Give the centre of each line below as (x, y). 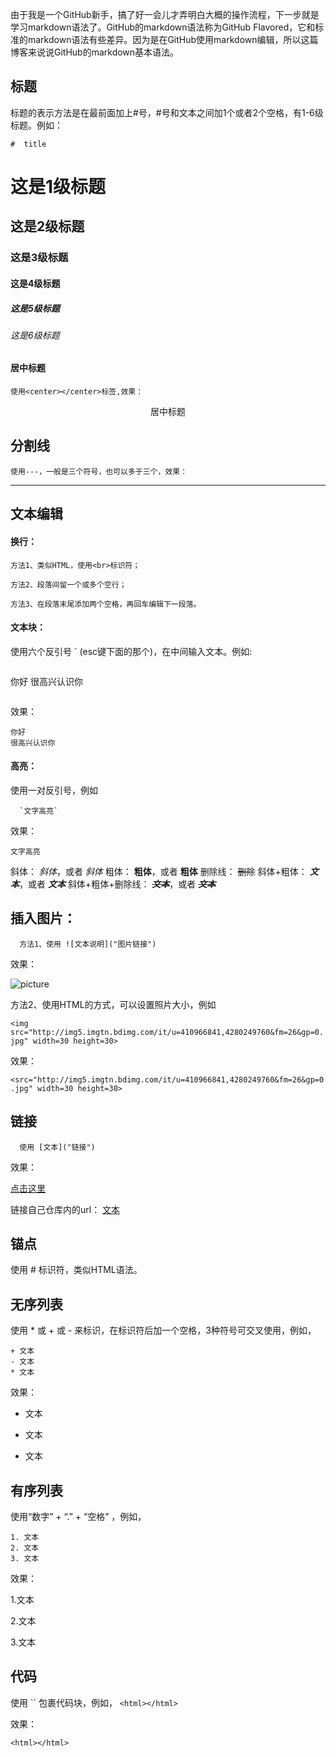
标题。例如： (36, 125)
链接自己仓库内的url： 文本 (65, 1209)
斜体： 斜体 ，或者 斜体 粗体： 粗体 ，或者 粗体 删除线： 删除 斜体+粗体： (159, 871)
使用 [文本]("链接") (57, 1147)
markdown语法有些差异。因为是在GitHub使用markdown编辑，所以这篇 (173, 39)
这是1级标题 (58, 187)
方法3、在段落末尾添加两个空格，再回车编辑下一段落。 (106, 604)
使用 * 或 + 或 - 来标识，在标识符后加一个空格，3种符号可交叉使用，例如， (163, 1330)
